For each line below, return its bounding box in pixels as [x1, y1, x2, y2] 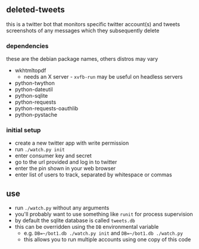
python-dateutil [14, 86, 53, 93]
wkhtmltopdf [14, 67, 46, 74]
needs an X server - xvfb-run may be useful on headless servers [23, 73, 183, 80]
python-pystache [14, 111, 58, 119]
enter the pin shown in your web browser [14, 165, 116, 172]
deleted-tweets [6, 5, 65, 15]
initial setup [6, 126, 41, 135]
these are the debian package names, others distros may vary [6, 55, 158, 63]
